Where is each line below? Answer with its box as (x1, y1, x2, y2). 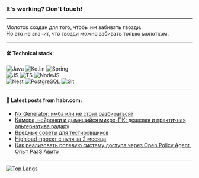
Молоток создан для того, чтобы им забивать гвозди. (6, 24, 142, 31)
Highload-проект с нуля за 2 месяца (14, 135, 107, 142)
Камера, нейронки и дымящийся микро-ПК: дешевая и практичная (14, 116, 186, 123)
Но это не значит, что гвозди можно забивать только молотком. (6, 30, 169, 37)
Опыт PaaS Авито (14, 148, 59, 155)
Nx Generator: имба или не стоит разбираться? (14, 110, 134, 117)
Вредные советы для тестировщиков (14, 129, 109, 136)
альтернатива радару (14, 122, 70, 129)
